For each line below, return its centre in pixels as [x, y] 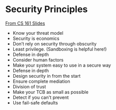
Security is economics [36, 38]
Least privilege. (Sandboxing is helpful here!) [60, 49]
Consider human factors [38, 60]
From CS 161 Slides [25, 23]
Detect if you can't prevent [40, 97]
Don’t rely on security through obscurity [54, 43]
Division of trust [29, 86]
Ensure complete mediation [41, 81]
